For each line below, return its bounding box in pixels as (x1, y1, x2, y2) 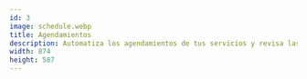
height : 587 (9, 55, 55, 64)
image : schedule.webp (9, 22, 92, 31)
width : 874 (9, 47, 51, 56)
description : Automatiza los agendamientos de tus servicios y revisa (9, 38, 284, 48)
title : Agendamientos (9, 30, 92, 39)
